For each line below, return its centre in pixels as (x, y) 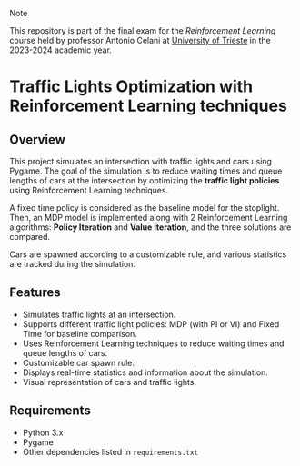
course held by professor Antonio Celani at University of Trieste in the (140, 40)
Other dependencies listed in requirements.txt (110, 451)
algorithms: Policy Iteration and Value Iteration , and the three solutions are (150, 227)
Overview (38, 139)
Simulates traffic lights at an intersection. (99, 314)
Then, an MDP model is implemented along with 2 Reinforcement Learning (149, 218)
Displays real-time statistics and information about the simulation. (145, 372)
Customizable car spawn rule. (78, 362)
